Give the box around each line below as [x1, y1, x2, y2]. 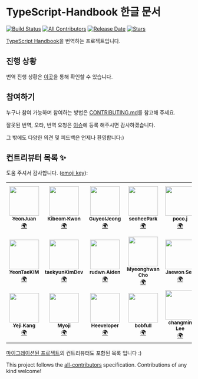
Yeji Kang [12, 322, 36, 329]
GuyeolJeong [88, 216, 121, 222]
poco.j [173, 216, 188, 222]
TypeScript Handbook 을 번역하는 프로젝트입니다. [6, 37, 121, 44]
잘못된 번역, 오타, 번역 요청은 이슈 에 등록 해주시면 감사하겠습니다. [6, 121, 156, 128]
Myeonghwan [126, 266, 160, 273]
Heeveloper [91, 322, 119, 329]
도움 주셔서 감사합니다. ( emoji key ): [6, 169, 88, 177]
